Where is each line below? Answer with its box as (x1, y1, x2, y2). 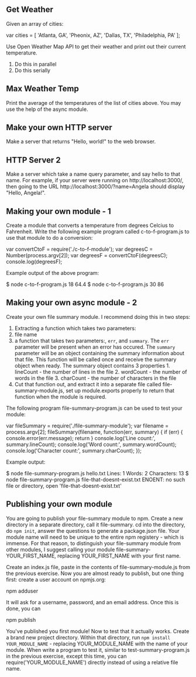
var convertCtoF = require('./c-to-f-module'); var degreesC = (6, 246, 153, 253)
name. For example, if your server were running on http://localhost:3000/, (6, 177, 184, 184)
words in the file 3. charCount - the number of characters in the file (14, 375, 177, 382)
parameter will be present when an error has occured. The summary (14, 343, 176, 351)
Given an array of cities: (6, 20, 64, 27)
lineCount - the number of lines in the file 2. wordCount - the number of (14, 368, 187, 375)
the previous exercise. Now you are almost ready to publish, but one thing (6, 570, 184, 577)
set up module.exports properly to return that (65, 387, 174, 394)
